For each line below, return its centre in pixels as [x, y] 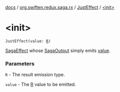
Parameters [20, 64]
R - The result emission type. [35, 75]
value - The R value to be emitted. [41, 84]
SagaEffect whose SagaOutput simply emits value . [58, 51]
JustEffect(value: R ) [28, 41]
